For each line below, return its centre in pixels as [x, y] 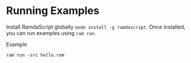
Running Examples [53, 11]
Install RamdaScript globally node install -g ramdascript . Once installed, [96, 27]
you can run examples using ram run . [51, 33]
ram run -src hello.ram [35, 55]
